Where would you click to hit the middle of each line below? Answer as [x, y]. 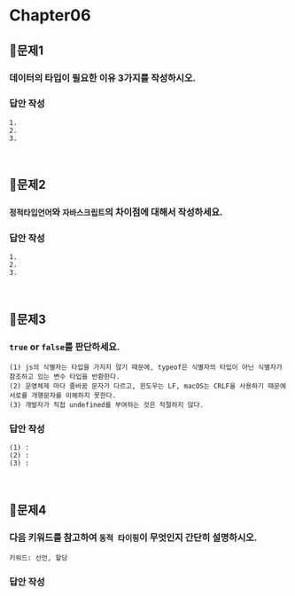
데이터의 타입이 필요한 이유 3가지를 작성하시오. [103, 78]
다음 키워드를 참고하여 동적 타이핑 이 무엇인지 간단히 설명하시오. [133, 537]
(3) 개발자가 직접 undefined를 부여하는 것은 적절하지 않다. [107, 405]
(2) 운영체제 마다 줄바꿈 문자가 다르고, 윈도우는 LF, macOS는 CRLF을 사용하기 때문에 [147, 387]
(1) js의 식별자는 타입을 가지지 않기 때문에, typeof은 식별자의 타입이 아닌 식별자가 [146, 368]
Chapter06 [50, 16]
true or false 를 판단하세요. [65, 347]
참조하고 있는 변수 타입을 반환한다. [65, 377]
